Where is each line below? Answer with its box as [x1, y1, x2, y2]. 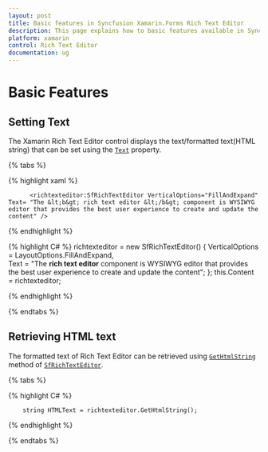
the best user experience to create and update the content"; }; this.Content [8, 267, 254, 277]
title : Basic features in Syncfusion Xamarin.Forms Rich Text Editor [8, 19, 245, 27]
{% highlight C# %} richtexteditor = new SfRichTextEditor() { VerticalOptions [8, 242, 259, 251]
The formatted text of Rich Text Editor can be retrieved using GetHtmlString [8, 351, 256, 361]
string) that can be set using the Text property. [8, 145, 162, 154]
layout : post [8, 11, 52, 20]
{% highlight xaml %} [8, 176, 78, 185]
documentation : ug [8, 49, 69, 57]
